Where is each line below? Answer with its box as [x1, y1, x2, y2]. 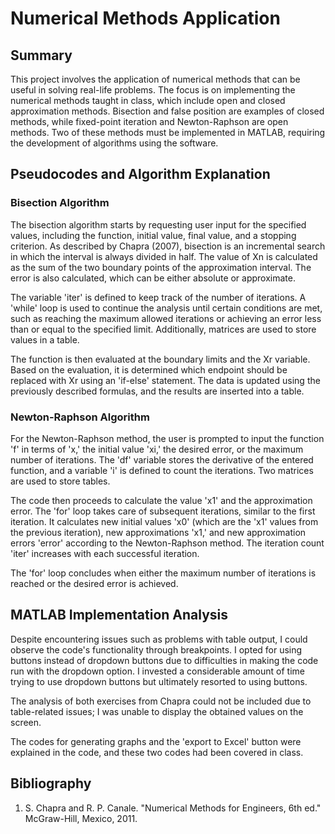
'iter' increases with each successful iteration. [10, 547, 200, 559]
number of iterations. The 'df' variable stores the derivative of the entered [10, 453, 314, 466]
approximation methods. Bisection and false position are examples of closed [10, 105, 325, 117]
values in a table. [10, 333, 80, 346]
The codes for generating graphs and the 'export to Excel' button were [10, 735, 302, 747]
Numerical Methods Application [10, 7, 281, 30]
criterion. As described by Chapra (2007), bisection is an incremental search [10, 240, 326, 252]
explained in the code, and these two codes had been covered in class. [10, 746, 304, 758]
